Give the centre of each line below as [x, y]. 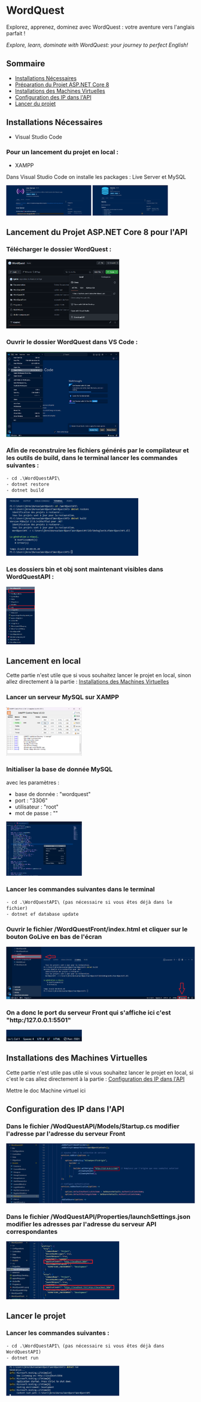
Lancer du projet [35, 103]
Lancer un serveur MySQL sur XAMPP [63, 697]
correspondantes [32, 1232]
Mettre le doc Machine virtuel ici [46, 1090]
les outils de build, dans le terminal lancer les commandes [92, 458]
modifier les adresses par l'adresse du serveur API [81, 1224]
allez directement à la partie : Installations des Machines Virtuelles [88, 682]
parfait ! [16, 33]
